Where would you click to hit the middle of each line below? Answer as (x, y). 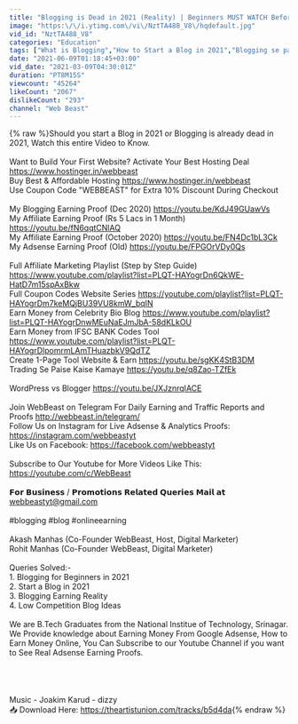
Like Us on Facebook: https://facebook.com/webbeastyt (112, 445)
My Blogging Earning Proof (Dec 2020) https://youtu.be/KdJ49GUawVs (140, 209)
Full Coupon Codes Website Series (73, 294)
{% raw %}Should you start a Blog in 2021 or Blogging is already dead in (141, 133)
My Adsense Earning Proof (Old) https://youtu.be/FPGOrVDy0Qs (127, 247)
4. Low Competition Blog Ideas (65, 606)
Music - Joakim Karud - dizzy (63, 700)
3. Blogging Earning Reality (59, 596)
